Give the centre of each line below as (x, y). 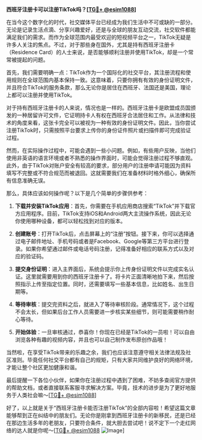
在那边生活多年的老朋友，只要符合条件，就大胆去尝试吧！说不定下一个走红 (98, 423)
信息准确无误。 (30, 180)
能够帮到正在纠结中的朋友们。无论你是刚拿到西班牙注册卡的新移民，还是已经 (101, 415)
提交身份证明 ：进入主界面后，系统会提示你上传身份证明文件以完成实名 (102, 269)
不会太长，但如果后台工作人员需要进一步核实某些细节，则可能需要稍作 (102, 312)
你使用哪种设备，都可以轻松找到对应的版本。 (70, 221)
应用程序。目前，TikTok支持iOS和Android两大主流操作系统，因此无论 (106, 213)
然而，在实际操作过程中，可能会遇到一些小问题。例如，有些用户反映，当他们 (101, 150)
